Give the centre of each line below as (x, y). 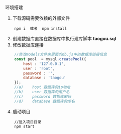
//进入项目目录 (28, 122)
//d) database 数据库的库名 (45, 101)
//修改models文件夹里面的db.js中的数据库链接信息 (60, 54)
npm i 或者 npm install (40, 29)
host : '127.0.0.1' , (45, 64)
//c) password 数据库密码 (43, 96)
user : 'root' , (39, 69)
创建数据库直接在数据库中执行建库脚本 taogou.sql (64, 39)
